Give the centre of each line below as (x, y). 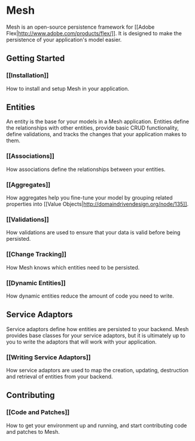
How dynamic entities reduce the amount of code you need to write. (90, 296)
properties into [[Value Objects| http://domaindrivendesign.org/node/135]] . (97, 204)
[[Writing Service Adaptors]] (48, 357)
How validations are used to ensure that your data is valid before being (93, 232)
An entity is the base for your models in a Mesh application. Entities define (98, 122)
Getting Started (36, 58)
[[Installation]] (28, 75)
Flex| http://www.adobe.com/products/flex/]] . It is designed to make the (94, 33)
